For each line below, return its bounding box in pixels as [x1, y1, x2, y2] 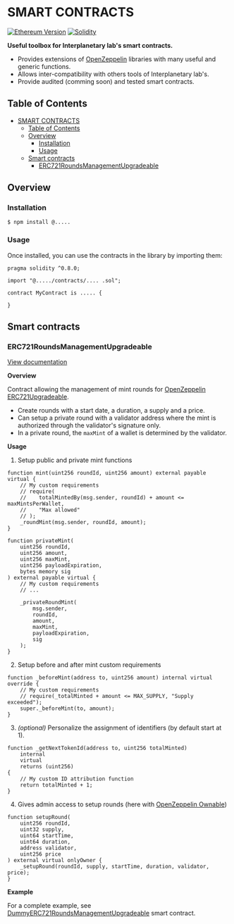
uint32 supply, [20, 826, 65, 833]
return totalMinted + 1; [20, 782, 93, 789]
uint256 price [20, 851, 61, 858]
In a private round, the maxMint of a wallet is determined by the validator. [17, 429, 228, 437]
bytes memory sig [20, 568, 71, 575]
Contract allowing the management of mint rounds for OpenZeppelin [7, 385, 206, 394]
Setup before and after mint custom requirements [17, 661, 161, 669]
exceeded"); [7, 699, 42, 706]
